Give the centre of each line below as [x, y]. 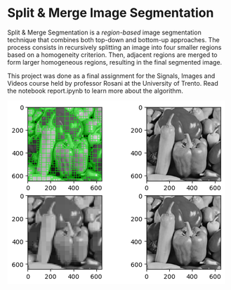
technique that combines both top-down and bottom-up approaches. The [113, 39]
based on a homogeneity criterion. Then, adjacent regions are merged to [112, 55]
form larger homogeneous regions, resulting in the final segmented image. [115, 62]
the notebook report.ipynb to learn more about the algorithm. [95, 91]
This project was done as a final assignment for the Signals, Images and [111, 76]
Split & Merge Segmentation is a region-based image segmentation [104, 32]
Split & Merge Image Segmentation [111, 13]
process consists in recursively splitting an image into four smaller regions [114, 47]
